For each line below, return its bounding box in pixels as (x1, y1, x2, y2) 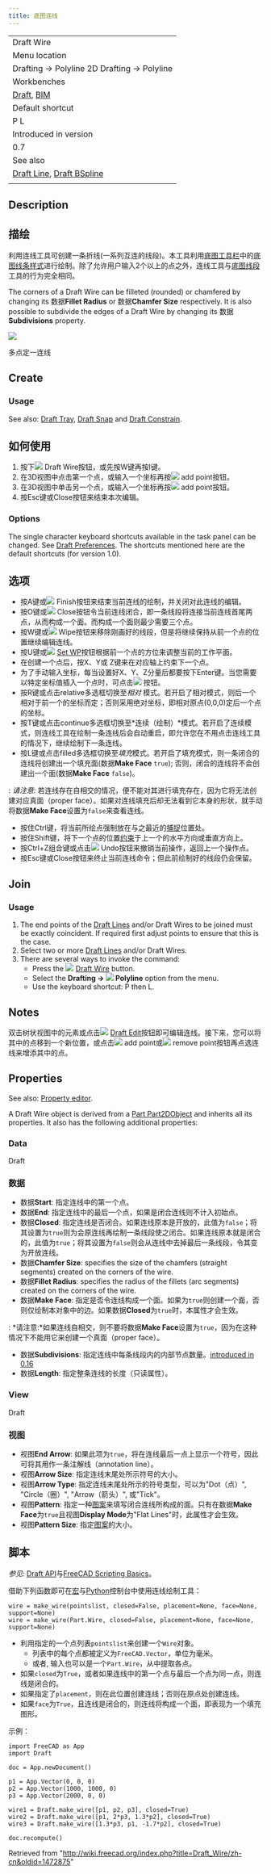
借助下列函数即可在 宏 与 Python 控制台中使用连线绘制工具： (8, 1586, 202, 1595)
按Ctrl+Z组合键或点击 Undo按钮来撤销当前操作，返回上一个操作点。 (19, 843, 254, 853)
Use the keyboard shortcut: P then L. (31, 982, 155, 992)
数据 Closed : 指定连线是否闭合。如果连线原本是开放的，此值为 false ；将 (19, 1218, 258, 1227)
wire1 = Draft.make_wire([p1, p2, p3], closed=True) (8, 1805, 190, 1813)
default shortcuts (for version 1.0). (8, 548, 122, 558)
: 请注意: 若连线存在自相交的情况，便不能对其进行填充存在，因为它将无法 (8, 786, 250, 795)
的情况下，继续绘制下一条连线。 (19, 738, 127, 748)
